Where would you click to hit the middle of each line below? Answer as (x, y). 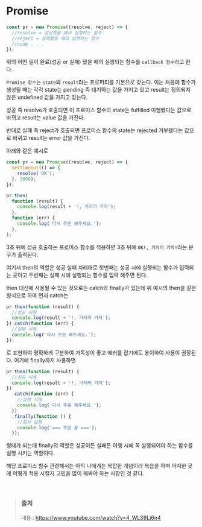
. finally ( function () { (41, 416)
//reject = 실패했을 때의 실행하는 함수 (55, 38)
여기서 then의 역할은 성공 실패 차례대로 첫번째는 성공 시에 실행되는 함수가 (92, 267)
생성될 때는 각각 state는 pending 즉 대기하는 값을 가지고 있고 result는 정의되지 (99, 90)
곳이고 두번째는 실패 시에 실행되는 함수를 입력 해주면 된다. (80, 275)
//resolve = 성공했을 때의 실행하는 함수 (57, 33)
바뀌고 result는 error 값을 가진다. (51, 138)
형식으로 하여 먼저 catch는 (37, 295)
